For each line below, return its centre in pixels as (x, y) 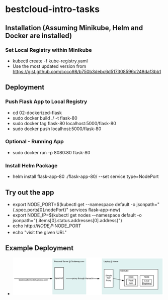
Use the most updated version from (49, 66)
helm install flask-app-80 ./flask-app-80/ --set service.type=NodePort (86, 176)
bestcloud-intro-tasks (52, 9)
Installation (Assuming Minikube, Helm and (74, 28)
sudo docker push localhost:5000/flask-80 (57, 129)
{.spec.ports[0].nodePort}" (40, 210)
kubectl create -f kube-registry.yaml (50, 61)
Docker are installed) (38, 35)
